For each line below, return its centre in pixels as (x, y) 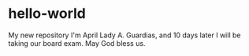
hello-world (47, 14)
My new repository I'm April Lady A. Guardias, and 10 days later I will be (124, 35)
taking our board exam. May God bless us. (77, 43)
